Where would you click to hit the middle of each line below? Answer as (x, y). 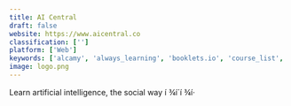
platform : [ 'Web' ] (43, 50)
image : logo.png (39, 67)
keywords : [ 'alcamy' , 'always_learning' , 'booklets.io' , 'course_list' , (146, 58)
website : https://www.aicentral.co (75, 34)
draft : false (33, 26)
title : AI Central (43, 17)
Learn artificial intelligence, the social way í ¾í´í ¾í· (102, 92)
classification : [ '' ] (49, 42)
